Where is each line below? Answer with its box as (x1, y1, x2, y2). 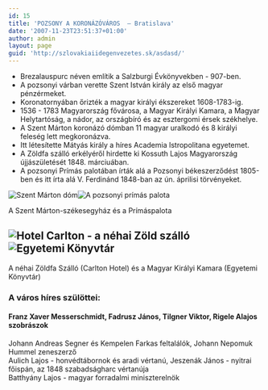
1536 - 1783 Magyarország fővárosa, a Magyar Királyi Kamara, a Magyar (19, 106, 260, 115)
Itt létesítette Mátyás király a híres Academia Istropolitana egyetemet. (19, 140, 249, 149)
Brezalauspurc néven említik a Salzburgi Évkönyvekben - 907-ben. (19, 72, 241, 81)
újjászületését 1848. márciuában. (19, 157, 130, 166)
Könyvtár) (8, 271, 42, 281)
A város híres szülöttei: (8, 291, 101, 303)
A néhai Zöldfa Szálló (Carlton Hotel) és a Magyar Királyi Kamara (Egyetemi (8, 263, 258, 273)
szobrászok (8, 321, 48, 330)
